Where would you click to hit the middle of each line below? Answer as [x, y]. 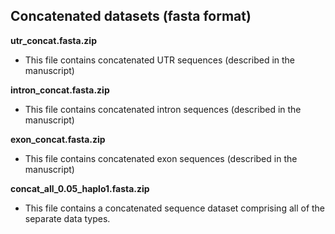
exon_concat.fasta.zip [58, 139]
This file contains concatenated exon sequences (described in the [161, 158]
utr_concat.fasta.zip [53, 40]
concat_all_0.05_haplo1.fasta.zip [80, 188]
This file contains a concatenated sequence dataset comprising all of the [175, 208]
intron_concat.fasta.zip [60, 90]
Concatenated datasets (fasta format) [131, 16]
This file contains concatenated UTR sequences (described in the [160, 60]
